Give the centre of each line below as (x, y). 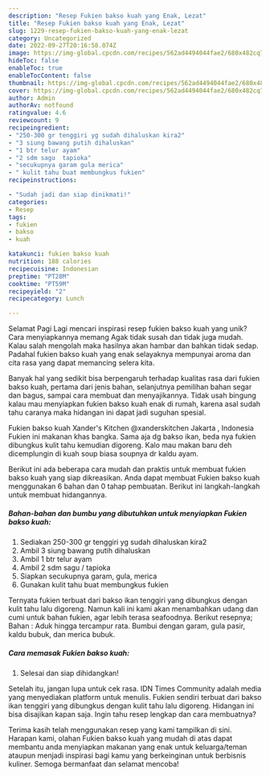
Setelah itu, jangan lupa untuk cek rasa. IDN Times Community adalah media (135, 689)
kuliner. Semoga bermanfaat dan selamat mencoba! (94, 764)
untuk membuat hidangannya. (57, 495)
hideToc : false (34, 61)
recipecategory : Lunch (46, 299)
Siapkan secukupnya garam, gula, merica (88, 576)
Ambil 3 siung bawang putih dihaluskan (85, 550)
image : (19, 53)
